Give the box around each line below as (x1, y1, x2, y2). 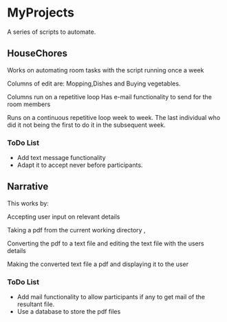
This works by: (7, 199, 50, 208)
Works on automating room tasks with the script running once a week (7, 66, 204, 74)
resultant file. (17, 300, 55, 308)
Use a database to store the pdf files (17, 308, 121, 316)
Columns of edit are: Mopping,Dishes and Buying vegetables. (7, 79, 181, 88)
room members (7, 100, 51, 108)
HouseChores (7, 48, 67, 59)
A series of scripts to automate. (7, 28, 96, 36)
